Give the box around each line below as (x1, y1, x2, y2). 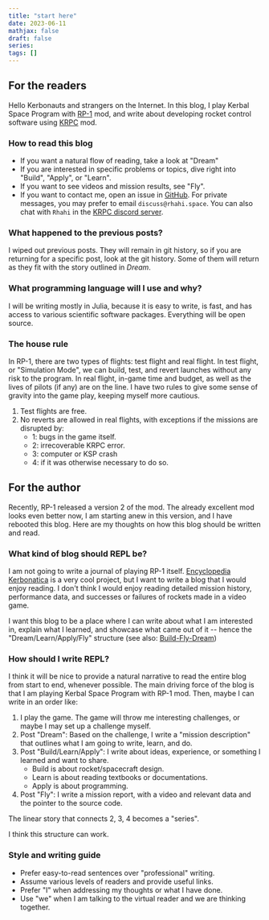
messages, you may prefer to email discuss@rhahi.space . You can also (19, 199, 253, 208)
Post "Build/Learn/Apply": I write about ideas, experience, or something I (19, 747, 261, 757)
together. (19, 902, 51, 912)
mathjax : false (8, 27, 59, 35)
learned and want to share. (19, 756, 110, 765)
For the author (8, 481, 81, 495)
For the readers (8, 79, 87, 93)
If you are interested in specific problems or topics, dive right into (19, 164, 237, 174)
